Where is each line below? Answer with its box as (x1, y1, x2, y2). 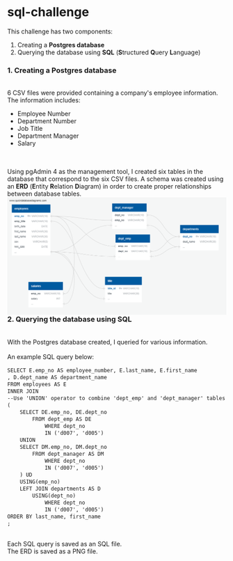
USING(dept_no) (32, 492, 77, 499)
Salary (17, 139, 36, 148)
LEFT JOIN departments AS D (19, 485, 101, 492)
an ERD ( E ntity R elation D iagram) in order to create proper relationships (7, 182, 212, 191)
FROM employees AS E (7, 381, 67, 388)
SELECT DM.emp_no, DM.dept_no (19, 443, 108, 450)
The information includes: (7, 96, 81, 104)
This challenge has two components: (7, 27, 113, 35)
